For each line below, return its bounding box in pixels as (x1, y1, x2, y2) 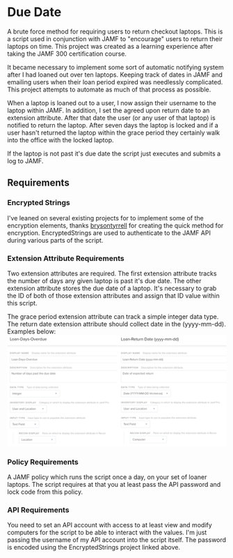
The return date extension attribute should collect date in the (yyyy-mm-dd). (7, 319, 226, 328)
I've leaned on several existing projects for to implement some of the (7, 213, 204, 222)
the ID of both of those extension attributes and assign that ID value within (7, 291, 220, 300)
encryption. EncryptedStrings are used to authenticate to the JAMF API (7, 228, 211, 237)
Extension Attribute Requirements (7, 253, 124, 263)
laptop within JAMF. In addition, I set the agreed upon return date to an (7, 106, 210, 114)
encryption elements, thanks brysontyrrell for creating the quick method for (7, 221, 224, 229)
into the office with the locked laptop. (7, 135, 114, 144)
